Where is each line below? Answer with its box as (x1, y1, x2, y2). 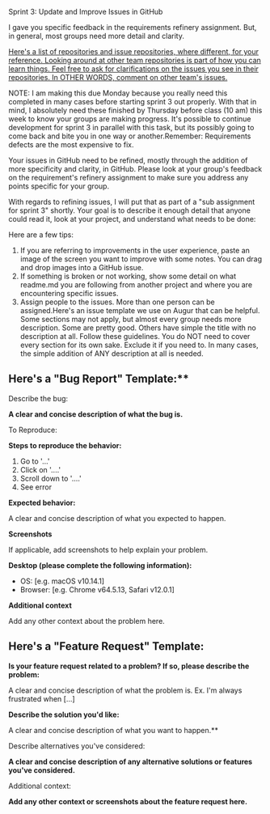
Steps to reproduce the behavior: (8, 440, 122, 450)
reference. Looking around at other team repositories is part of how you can (8, 56, 261, 65)
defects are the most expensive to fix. (8, 140, 134, 149)
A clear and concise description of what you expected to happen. (8, 513, 226, 523)
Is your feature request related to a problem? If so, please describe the (8, 661, 250, 671)
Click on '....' (19, 464, 61, 474)
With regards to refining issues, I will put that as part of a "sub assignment (8, 197, 255, 206)
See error (19, 481, 53, 492)
